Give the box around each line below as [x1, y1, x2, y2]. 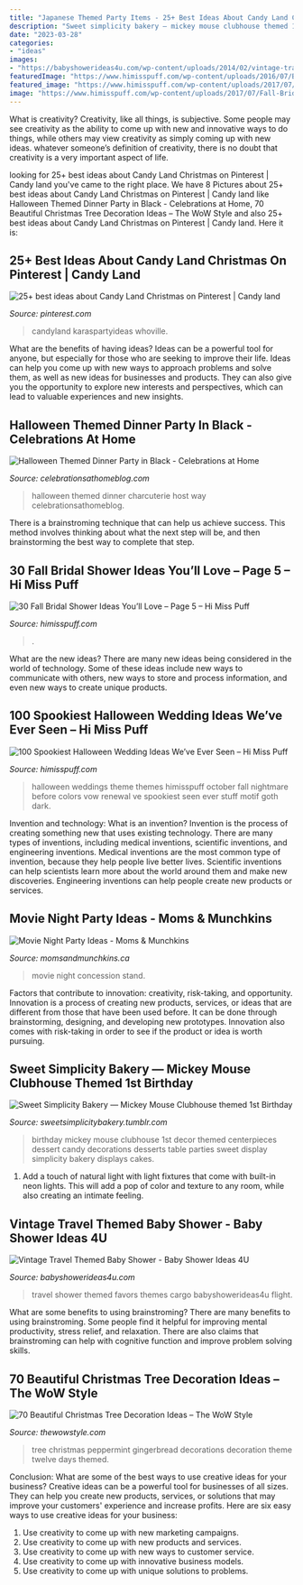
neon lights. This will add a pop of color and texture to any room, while [22, 1181, 285, 1192]
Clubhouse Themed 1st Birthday [9, 1075, 194, 1091]
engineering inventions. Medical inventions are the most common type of [9, 846, 281, 857]
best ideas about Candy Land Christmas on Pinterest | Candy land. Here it [9, 217, 284, 228]
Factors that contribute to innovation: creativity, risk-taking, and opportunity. [9, 987, 293, 998]
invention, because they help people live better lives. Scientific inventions [9, 856, 282, 867]
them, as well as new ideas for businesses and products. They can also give [9, 372, 292, 383]
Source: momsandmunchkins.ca [9, 953, 130, 963]
